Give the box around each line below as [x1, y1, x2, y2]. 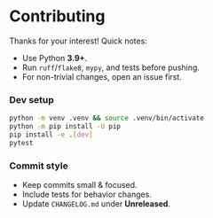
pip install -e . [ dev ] [9, 130, 93, 139]
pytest [9, 138, 34, 147]
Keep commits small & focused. [21, 180, 138, 191]
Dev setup [9, 93, 55, 105]
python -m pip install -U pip [9, 122, 122, 131]
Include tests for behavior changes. [21, 189, 153, 200]
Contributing [9, 6, 106, 27]
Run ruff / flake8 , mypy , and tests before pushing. [21, 62, 200, 73]
